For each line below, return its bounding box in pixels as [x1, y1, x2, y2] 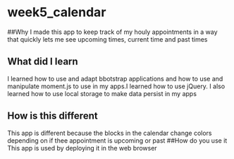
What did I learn [7, 56, 79, 68]
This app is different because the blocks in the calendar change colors [7, 129, 212, 137]
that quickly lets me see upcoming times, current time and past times [7, 35, 208, 43]
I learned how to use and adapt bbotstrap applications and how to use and [7, 74, 223, 83]
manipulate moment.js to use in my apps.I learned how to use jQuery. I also [7, 82, 226, 90]
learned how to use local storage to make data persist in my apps [7, 89, 197, 98]
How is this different [7, 110, 98, 122]
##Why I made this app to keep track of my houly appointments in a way [7, 28, 218, 36]
